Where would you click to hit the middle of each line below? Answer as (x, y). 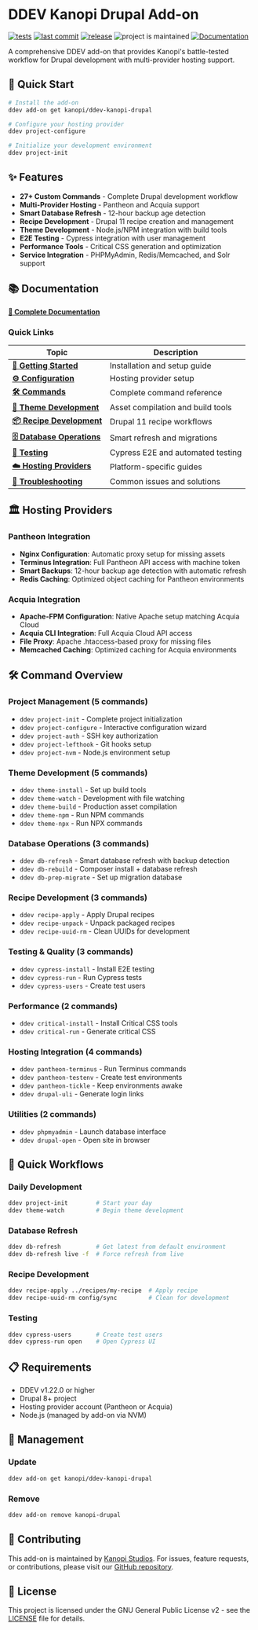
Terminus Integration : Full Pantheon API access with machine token (130, 562)
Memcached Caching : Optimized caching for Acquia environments (128, 649)
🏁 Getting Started (45, 365)
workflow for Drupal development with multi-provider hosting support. (122, 60)
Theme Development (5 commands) (78, 773)
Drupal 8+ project (48, 1399)
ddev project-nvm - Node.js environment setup (95, 752)
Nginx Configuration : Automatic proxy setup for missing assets (122, 554)
